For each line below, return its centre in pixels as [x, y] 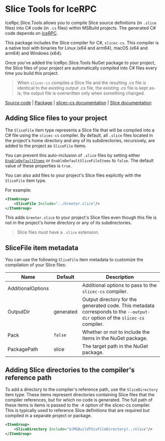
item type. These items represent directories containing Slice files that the [80, 394]
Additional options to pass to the [120, 285]
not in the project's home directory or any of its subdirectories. [69, 223]
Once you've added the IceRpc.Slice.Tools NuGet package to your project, [80, 63]
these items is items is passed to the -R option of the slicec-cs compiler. [78, 405]
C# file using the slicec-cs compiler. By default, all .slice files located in [79, 135]
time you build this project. [32, 73]
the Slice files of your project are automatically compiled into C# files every [81, 68]
